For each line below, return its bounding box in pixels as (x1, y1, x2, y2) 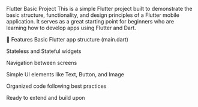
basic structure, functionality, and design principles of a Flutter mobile (6, 11, 180, 19)
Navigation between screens (6, 60, 77, 66)
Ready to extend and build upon (6, 94, 85, 101)
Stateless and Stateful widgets (6, 47, 82, 55)
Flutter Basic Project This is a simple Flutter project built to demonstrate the (6, 5, 193, 12)
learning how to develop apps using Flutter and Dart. (6, 24, 136, 31)
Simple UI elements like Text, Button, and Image (6, 71, 124, 78)
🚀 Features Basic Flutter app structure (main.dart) (6, 36, 129, 43)
